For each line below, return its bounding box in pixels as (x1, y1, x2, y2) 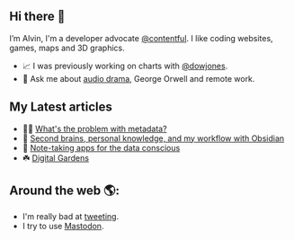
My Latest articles (9, 100, 112, 115)
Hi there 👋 (9, 9, 66, 24)
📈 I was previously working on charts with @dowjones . (22, 60, 228, 71)
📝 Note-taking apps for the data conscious (22, 142, 181, 153)
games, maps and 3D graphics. (9, 42, 125, 53)
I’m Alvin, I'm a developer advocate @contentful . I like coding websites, (9, 32, 273, 43)
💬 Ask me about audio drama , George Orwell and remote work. (22, 73, 255, 84)
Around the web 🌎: (9, 183, 120, 199)
